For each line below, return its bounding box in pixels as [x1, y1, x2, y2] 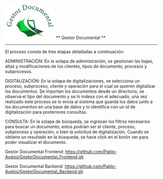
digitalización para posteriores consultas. [5, 109, 87, 115]
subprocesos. [5, 69, 33, 74]
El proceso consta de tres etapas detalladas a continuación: [5, 49, 125, 55]
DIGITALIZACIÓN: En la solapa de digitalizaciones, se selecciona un [5, 78, 140, 84]
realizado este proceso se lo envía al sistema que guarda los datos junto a [5, 99, 153, 104]
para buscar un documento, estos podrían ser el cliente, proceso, [5, 124, 136, 129]
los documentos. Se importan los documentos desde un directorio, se [5, 88, 145, 94]
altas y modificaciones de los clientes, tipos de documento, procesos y [5, 63, 147, 69]
